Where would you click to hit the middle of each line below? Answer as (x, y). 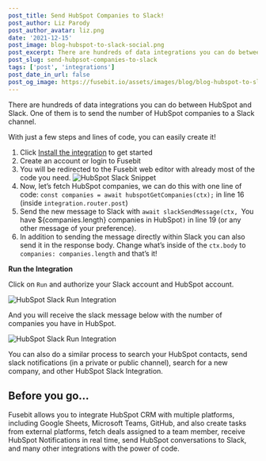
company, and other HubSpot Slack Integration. (86, 371)
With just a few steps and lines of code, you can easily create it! (112, 136)
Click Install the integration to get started (86, 152)
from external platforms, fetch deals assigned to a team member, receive (127, 432)
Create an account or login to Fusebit (80, 160)
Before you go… (49, 396)
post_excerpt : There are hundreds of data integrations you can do (122, 52)
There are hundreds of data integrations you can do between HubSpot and (130, 105)
